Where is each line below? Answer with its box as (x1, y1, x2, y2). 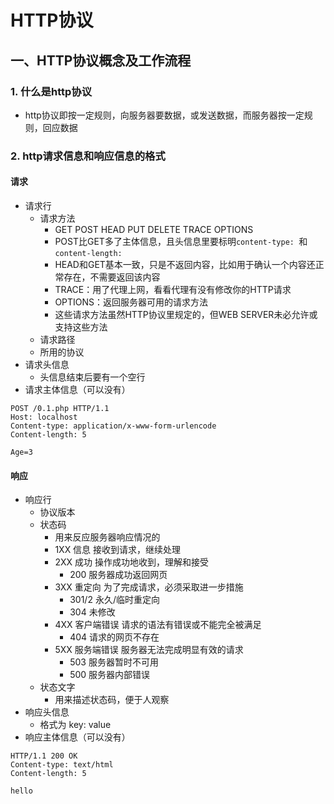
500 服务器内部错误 (69, 669, 151, 681)
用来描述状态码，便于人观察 (54, 694, 170, 706)
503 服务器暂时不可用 (69, 656, 159, 668)
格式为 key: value (39, 719, 112, 731)
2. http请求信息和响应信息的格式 (10, 149, 166, 163)
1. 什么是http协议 (10, 84, 92, 98)
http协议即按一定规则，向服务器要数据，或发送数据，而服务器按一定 (24, 109, 305, 121)
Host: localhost (10, 412, 78, 422)
